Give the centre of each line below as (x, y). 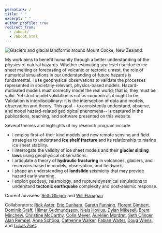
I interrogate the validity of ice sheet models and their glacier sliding (80, 150)
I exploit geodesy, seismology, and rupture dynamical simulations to (80, 181)
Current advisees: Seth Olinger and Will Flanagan (54, 195)
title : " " (16, 14)
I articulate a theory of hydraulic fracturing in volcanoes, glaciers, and (82, 160)
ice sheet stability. (30, 145)
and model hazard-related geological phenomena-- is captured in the (74, 111)
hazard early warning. (34, 176)
